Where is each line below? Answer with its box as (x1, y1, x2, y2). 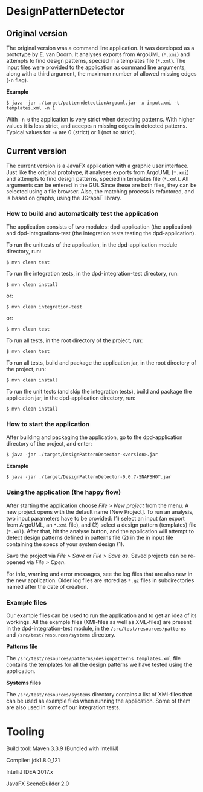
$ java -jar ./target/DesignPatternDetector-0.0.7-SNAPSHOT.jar (6, 474, 172, 480)
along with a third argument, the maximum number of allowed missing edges (6, 70, 197, 77)
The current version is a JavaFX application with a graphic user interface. (6, 162, 189, 169)
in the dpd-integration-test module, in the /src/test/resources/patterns (6, 625, 187, 632)
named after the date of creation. (6, 583, 89, 590)
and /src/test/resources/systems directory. (6, 631, 116, 638)
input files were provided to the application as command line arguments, (6, 63, 186, 71)
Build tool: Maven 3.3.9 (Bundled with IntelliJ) (6, 745, 119, 752)
